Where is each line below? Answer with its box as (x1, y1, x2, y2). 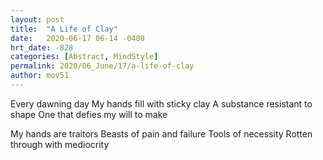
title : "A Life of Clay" (10, 24, 118, 34)
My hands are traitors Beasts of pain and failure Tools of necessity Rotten (10, 127, 313, 140)
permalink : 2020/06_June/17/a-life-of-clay (10, 61, 195, 71)
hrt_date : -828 (10, 42, 74, 53)
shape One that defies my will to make (10, 108, 168, 120)
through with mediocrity (10, 138, 110, 150)
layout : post (10, 14, 65, 25)
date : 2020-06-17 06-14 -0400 (10, 33, 145, 43)
